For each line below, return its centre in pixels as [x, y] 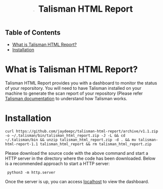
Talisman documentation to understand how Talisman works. [66, 98]
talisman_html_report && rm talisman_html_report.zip [96, 144]
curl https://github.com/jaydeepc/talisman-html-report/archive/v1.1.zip [82, 131]
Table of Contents [33, 33]
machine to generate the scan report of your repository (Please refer [74, 93]
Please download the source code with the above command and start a [77, 153]
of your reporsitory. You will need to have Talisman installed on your [73, 88]
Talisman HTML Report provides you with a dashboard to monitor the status [81, 83]
